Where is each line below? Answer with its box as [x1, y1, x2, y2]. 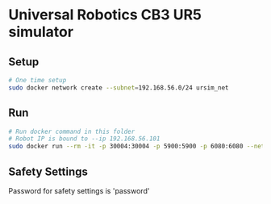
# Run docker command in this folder [8, 127, 135, 135]
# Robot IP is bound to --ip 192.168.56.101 [8, 135, 161, 143]
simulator [8, 23, 74, 41]
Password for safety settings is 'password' [8, 186, 150, 195]
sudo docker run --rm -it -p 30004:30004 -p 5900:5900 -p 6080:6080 [8, 143, 244, 151]
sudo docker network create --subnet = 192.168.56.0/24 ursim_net [8, 83, 229, 92]
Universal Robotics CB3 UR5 [8, 6, 202, 24]
